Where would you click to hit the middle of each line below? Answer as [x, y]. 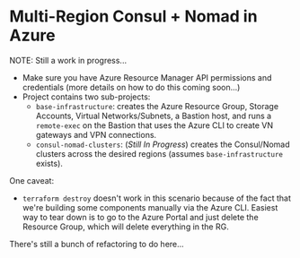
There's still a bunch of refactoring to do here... [97, 244]
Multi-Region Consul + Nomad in [133, 17]
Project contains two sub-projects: [86, 97]
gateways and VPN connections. [96, 134]
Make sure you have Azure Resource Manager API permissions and [147, 77]
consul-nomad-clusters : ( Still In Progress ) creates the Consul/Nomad [163, 144]
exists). [49, 163]
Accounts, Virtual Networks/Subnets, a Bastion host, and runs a [154, 116]
